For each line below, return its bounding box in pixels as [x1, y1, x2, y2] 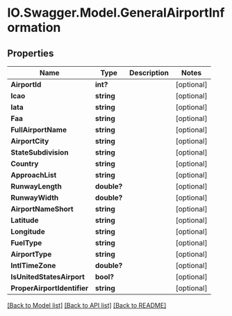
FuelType [10, 238, 42, 248]
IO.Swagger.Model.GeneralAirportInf [7, 5, 225, 21]
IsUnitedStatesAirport [10, 272, 85, 281]
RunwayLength [10, 182, 63, 191]
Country [10, 159, 39, 168]
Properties [7, 47, 54, 59]
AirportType [10, 249, 52, 259]
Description [129, 68, 169, 77]
